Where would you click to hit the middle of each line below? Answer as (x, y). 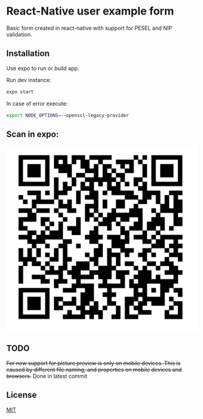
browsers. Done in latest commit (47, 376)
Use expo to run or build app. (43, 68)
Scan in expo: (33, 134)
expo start (20, 92)
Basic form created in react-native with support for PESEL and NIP (89, 28)
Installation (28, 54)
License (22, 395)
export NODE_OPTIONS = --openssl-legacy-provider (68, 115)
